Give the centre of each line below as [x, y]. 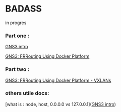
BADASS [23, 9]
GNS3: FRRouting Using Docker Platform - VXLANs [58, 80]
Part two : [17, 69]
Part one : [17, 36]
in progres [16, 23]
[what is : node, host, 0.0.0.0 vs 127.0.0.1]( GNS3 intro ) [60, 104]
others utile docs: [27, 93]
